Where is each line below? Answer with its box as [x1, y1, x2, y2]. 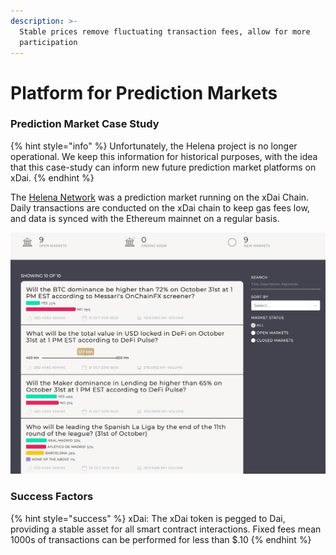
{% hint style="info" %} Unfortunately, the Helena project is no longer [10, 140, 298, 152]
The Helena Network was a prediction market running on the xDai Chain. [10, 191, 310, 203]
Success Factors [10, 490, 94, 504]
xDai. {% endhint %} [10, 171, 95, 184]
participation [19, 37, 78, 47]
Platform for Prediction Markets [10, 81, 278, 104]
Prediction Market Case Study [10, 117, 160, 131]
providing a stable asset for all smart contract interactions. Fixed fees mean [10, 523, 322, 535]
